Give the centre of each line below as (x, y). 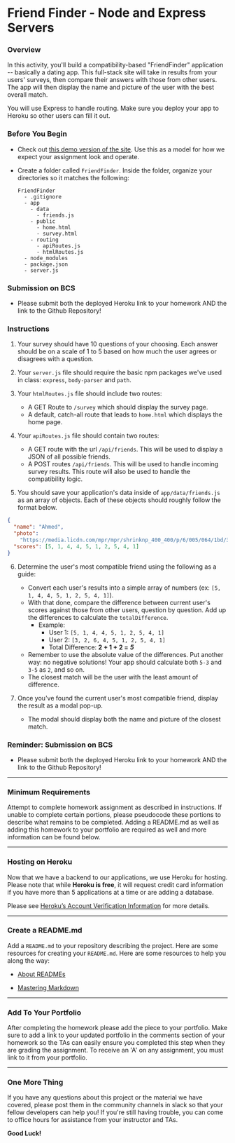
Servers (31, 28)
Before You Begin (37, 134)
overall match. (28, 95)
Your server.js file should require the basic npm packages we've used (120, 372)
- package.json (46, 264)
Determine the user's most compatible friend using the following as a (117, 567)
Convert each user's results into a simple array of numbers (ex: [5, (124, 588)
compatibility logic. (55, 479)
